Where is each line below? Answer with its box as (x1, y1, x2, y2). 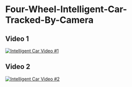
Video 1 (5, 34, 29, 43)
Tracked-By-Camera (5, 14, 94, 26)
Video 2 (5, 62, 30, 71)
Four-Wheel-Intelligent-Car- (5, 4, 127, 15)
